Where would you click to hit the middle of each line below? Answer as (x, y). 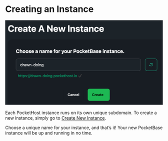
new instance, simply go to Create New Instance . (56, 118)
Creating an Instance (49, 9)
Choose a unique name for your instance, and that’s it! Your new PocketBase (84, 128)
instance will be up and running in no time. (49, 133)
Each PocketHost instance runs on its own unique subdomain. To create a (81, 113)
